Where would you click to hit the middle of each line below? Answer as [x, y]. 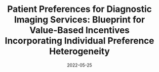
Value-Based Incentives [79, 30]
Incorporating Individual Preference [79, 41]
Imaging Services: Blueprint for [79, 20]
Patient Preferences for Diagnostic [79, 9]
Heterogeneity [79, 51]
